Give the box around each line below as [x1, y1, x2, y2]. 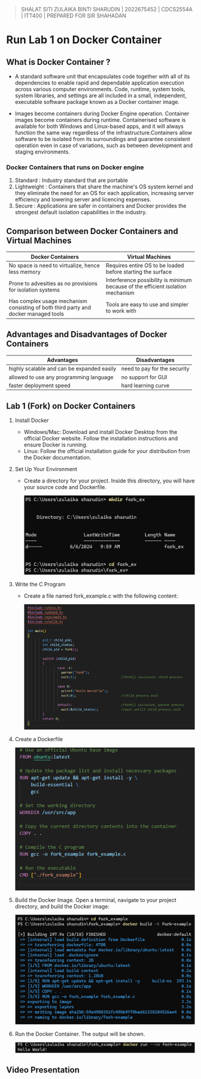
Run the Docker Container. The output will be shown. [14, 1030, 145, 1038]
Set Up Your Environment [14, 466, 78, 473]
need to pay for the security [121, 365, 190, 372]
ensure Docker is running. [23, 441, 88, 448]
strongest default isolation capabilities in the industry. [14, 209, 147, 216]
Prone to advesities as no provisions [8, 280, 98, 287]
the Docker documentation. [23, 454, 92, 461]
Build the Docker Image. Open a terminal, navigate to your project [14, 896, 176, 903]
